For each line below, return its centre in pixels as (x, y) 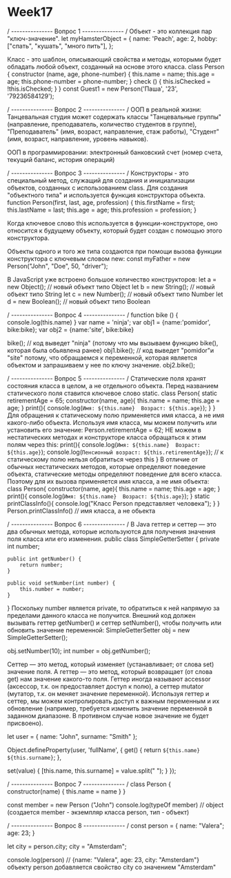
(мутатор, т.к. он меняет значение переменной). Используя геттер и (108, 693)
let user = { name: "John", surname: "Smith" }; (72, 736)
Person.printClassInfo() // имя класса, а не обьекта (81, 511)
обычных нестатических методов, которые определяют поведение (107, 466)
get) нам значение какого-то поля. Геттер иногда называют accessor (109, 679)
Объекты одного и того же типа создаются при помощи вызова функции (114, 251)
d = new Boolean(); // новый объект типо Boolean (79, 301)
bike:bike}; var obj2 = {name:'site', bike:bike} (71, 329)
